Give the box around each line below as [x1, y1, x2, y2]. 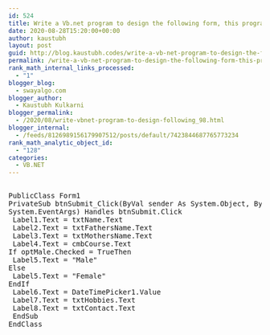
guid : [8, 49, 27, 57]
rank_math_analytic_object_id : [8, 138, 113, 147]
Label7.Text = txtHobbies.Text [12, 296, 136, 305]
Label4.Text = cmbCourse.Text [12, 239, 132, 249]
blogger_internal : [8, 124, 70, 132]
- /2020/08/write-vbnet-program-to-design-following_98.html [15, 116, 225, 125]
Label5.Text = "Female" [12, 272, 106, 281]
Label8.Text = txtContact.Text [12, 304, 136, 313]
